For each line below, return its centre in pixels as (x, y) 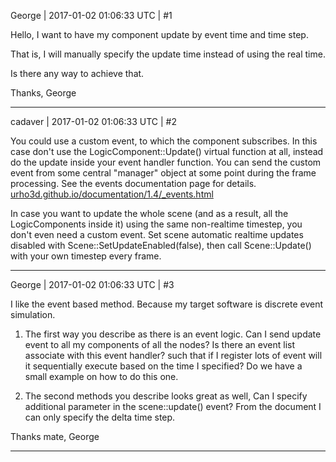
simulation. (33, 314)
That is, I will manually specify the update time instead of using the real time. (168, 54)
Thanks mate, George (55, 436)
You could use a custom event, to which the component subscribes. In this (164, 141)
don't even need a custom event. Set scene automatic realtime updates (157, 234)
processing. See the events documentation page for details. (133, 183)
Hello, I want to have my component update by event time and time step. (159, 34)
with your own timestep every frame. (86, 256)
